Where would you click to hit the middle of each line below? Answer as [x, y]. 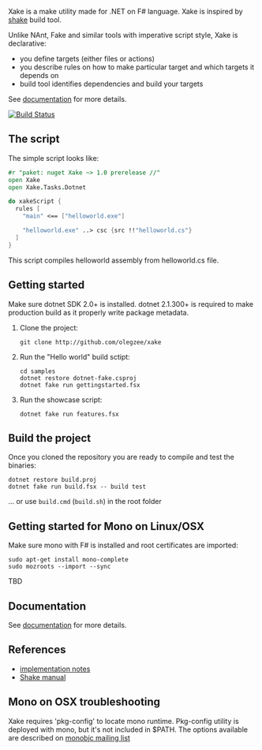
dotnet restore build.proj [52, 480]
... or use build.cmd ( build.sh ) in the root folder [85, 502]
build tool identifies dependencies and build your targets [111, 84]
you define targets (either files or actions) [87, 59]
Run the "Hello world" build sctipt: [75, 356]
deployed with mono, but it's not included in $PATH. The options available [128, 729]
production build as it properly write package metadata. [99, 312]
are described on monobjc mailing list [69, 737]
